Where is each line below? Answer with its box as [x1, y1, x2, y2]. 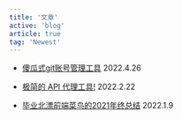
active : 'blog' [9, 21, 65, 30]
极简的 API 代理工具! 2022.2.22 [21, 81, 136, 93]
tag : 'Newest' [9, 37, 62, 47]
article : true [9, 29, 62, 38]
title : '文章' [9, 12, 59, 22]
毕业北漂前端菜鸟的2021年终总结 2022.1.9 [21, 100, 174, 111]
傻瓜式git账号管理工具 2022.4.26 [21, 63, 141, 73]
